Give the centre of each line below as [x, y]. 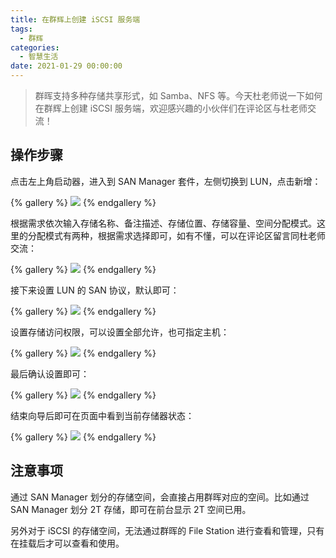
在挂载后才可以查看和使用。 [67, 543]
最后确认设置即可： [50, 373]
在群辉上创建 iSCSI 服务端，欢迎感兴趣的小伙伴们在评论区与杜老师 [171, 108]
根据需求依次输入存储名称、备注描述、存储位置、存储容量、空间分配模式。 [163, 223]
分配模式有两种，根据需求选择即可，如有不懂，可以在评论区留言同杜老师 [176, 235]
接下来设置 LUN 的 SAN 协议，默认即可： [95, 290]
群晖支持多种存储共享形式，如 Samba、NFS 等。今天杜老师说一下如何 [178, 95]
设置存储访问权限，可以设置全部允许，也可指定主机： [120, 332]
